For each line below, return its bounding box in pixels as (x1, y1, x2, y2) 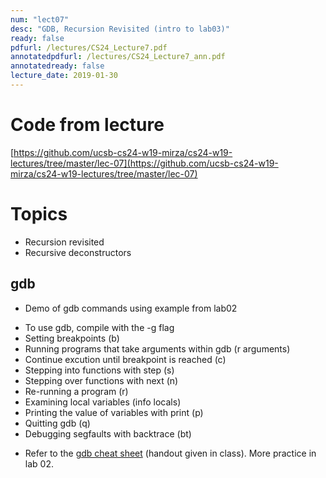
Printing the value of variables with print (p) (24, 406, 204, 418)
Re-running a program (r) (24, 385, 129, 397)
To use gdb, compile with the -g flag (24, 321, 175, 333)
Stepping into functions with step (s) (24, 364, 175, 376)
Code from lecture (10, 114, 165, 136)
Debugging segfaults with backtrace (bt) (24, 427, 192, 440)
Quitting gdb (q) (24, 417, 91, 429)
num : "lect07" (10, 14, 70, 25)
